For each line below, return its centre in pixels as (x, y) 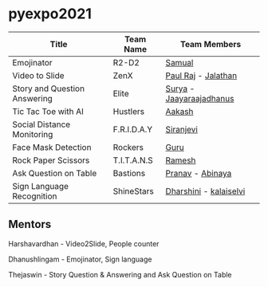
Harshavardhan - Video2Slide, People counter (84, 243)
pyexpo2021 (50, 14)
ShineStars (133, 191)
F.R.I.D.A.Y (133, 129)
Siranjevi (181, 129)
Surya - (180, 88)
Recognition (35, 196)
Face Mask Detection (52, 147)
